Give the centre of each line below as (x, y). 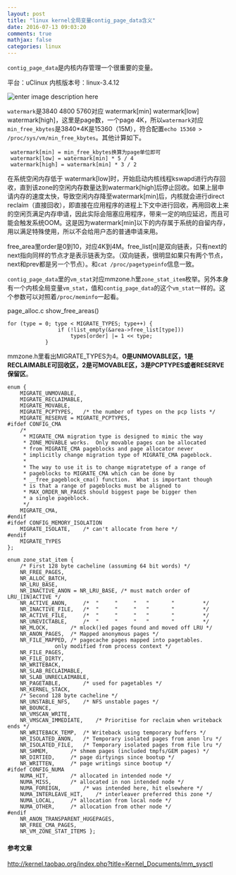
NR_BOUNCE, (36, 708)
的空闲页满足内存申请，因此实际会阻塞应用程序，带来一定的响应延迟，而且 (115, 214)
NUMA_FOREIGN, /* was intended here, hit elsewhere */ (111, 788)
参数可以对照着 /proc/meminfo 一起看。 (68, 296)
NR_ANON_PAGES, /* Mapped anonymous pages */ (89, 634)
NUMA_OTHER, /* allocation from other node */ (96, 807)
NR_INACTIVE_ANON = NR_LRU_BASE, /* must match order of (105, 591)
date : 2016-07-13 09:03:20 (47, 27)
